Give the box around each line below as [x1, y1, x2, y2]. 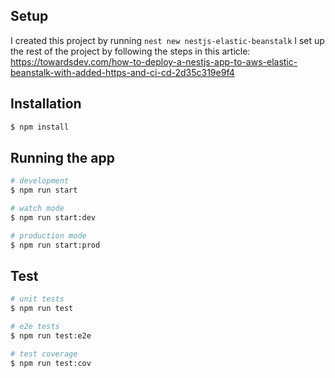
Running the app [10, 149, 115, 166]
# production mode [10, 230, 87, 241]
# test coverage [10, 349, 78, 359]
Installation [10, 95, 82, 113]
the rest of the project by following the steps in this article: [10, 45, 251, 57]
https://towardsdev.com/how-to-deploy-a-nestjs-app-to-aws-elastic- [10, 55, 298, 68]
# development [10, 176, 70, 186]
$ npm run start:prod [10, 240, 101, 250]
